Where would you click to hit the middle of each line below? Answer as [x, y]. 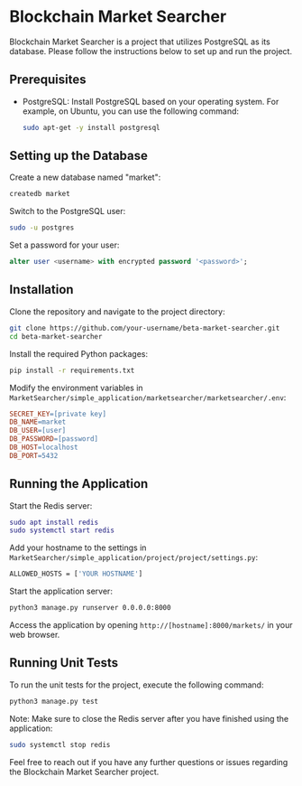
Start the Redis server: [51, 505]
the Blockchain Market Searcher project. [84, 772]
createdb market [40, 194]
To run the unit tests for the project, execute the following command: [137, 685]
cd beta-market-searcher [56, 336]
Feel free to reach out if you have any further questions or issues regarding [149, 762]
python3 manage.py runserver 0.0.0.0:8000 [90, 608]
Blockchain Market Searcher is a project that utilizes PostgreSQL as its [140, 42]
